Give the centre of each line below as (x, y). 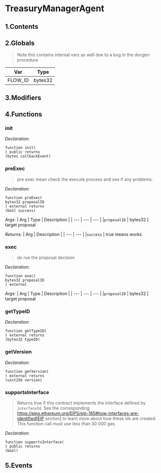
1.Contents (22, 27)
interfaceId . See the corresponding (53, 408)
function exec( (20, 276)
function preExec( (24, 198)
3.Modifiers (23, 97)
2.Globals (20, 43)
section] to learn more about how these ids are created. (101, 418)
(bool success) (20, 211)
